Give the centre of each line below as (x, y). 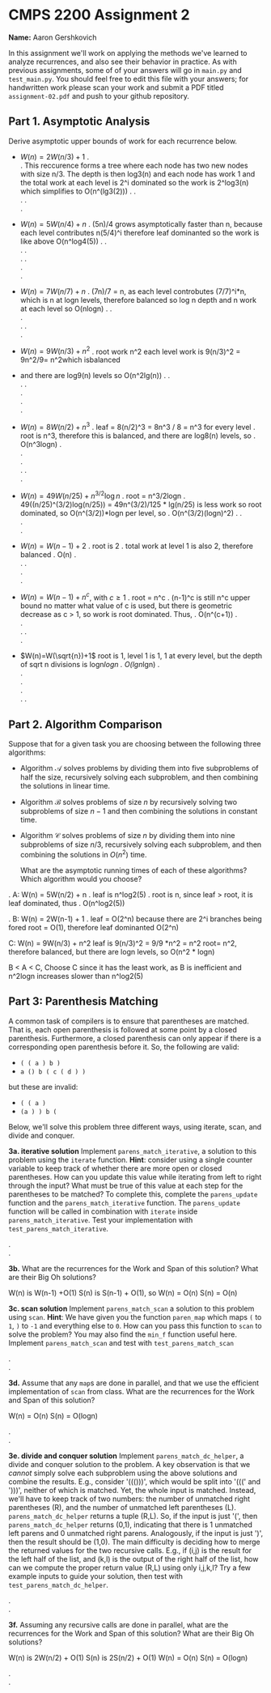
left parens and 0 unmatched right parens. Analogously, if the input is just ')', (136, 1533)
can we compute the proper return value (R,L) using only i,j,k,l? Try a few (130, 1568)
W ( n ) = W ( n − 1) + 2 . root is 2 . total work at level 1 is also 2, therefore (136, 546)
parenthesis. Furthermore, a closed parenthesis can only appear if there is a (135, 1038)
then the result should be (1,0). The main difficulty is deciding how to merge (134, 1542)
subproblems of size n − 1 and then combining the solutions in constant (139, 811)
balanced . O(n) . (48, 554)
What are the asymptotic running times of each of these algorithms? (133, 870)
